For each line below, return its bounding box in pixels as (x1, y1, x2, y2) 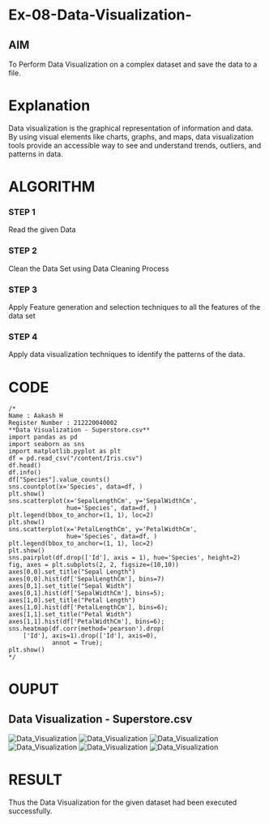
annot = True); (51, 639, 104, 647)
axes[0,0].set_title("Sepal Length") (8, 568, 136, 577)
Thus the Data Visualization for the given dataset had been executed (8, 797, 237, 808)
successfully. (8, 806, 53, 816)
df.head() (8, 461, 42, 470)
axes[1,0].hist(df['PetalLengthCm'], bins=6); (8, 603, 169, 612)
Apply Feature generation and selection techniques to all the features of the (8, 303, 261, 312)
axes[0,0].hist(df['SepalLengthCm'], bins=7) (8, 575, 164, 583)
